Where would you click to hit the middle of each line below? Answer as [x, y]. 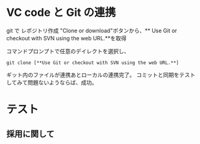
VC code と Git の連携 [61, 13]
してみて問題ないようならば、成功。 [52, 82]
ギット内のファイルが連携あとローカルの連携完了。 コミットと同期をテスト [101, 74]
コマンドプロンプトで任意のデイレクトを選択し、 [68, 51]
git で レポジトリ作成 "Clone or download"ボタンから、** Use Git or [92, 31]
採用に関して [31, 134]
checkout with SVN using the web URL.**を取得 [66, 38]
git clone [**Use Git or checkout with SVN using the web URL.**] [93, 63]
